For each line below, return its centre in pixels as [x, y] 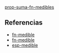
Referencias [24, 23]
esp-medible [25, 45]
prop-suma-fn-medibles [29, 7]
